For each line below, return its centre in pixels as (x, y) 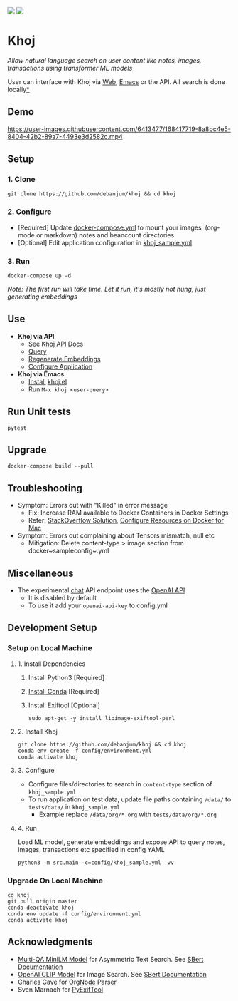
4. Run (27, 828)
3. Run (19, 261)
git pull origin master (43, 902)
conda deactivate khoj (41, 908)
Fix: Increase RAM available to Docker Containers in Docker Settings (128, 513)
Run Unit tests (39, 412)
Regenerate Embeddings (64, 359)
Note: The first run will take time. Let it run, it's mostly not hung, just (107, 289)
